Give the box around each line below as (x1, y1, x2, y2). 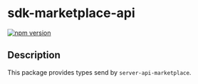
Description (7, 49, 61, 61)
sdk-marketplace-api (7, 5, 135, 21)
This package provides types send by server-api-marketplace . (7, 68, 192, 76)
